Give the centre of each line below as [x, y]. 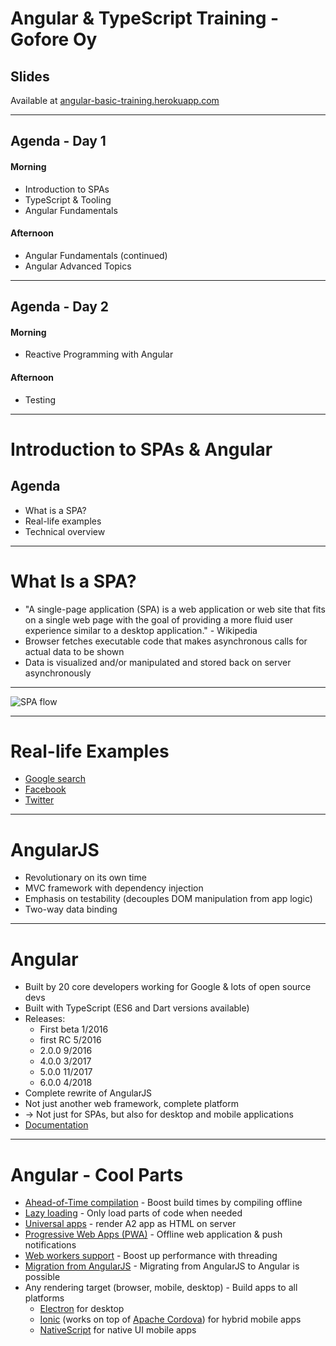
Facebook [45, 789]
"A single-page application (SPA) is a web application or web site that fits [175, 609]
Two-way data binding [71, 909]
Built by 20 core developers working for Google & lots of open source [168, 987]
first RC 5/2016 [70, 1040]
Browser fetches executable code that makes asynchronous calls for [166, 641]
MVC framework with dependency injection [114, 888]
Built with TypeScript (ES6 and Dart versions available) [137, 1008]
